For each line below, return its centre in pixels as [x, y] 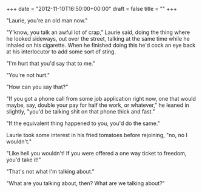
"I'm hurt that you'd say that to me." [51, 63]
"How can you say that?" [37, 87]
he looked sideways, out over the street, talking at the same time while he [98, 39]
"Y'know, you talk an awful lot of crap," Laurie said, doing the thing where [98, 32]
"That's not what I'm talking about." [51, 171]
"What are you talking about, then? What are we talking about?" [86, 183]
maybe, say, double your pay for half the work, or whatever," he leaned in [98, 105]
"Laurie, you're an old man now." [47, 20]
